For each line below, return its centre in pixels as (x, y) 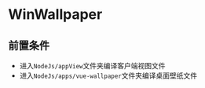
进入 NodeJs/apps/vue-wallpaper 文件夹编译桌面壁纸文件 (108, 75)
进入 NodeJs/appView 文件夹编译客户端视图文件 (93, 66)
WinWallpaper (55, 15)
